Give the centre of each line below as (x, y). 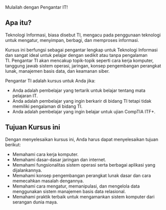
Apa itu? (18, 23)
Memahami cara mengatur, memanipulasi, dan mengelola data (76, 186)
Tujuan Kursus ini (33, 127)
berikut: (13, 145)
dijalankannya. (27, 170)
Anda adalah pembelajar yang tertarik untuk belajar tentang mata (79, 90)
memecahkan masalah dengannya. (48, 181)
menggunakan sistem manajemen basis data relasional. (69, 191)
